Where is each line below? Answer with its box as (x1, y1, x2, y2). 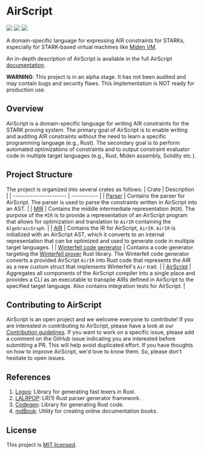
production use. (6, 86, 46, 93)
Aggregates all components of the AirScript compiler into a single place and (6, 269, 196, 276)
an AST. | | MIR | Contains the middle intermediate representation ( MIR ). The (6, 205, 195, 212)
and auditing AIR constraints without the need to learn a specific (6, 132, 167, 140)
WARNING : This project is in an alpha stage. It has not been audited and (6, 73, 187, 80)
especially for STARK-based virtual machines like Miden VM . (6, 43, 157, 50)
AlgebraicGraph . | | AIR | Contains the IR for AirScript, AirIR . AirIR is (6, 224, 176, 232)
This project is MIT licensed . (6, 441, 77, 448)
